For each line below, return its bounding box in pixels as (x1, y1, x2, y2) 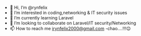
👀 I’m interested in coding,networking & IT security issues (9, 10, 128, 16)
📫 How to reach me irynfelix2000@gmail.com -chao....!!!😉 (9, 26, 131, 31)
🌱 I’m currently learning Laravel (9, 15, 74, 20)
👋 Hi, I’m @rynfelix (9, 5, 48, 10)
